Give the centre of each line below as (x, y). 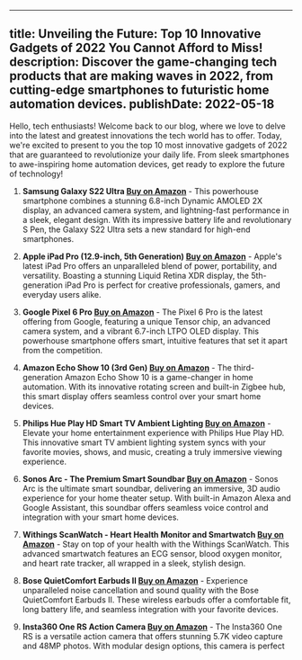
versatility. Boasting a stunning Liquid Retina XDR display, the (136, 275)
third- (244, 367)
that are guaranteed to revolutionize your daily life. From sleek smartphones (149, 155)
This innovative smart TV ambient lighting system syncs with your (144, 442)
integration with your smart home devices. (101, 517)
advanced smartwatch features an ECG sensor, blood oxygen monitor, (152, 553)
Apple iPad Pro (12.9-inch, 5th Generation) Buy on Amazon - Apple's (152, 256)
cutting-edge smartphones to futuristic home (139, 90)
